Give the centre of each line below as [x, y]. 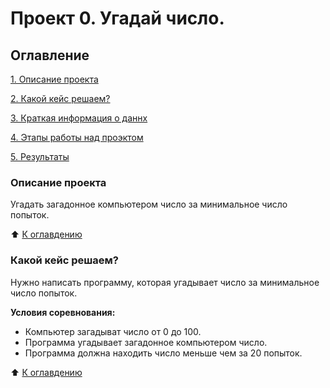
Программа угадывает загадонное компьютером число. [146, 342]
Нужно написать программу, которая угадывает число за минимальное [165, 282]
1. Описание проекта [54, 79]
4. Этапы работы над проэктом [77, 137]
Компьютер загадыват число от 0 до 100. [113, 331]
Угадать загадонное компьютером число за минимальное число [149, 204]
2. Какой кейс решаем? [60, 98]
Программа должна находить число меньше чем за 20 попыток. [163, 353]
